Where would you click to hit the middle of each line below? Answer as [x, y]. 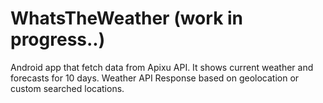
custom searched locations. [67, 88]
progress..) [58, 39]
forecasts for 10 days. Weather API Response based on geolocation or [155, 78]
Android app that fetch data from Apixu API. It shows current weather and [162, 67]
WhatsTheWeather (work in [127, 18]
